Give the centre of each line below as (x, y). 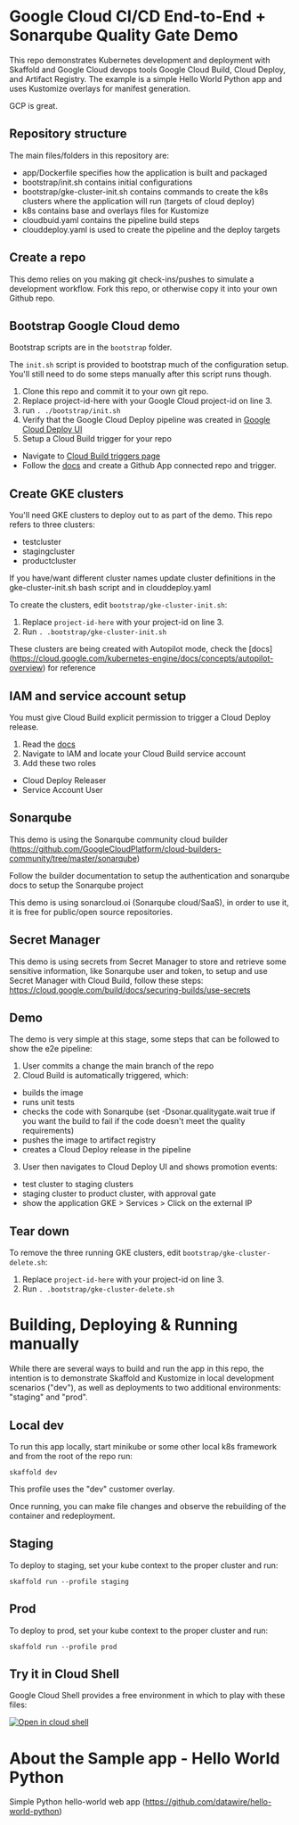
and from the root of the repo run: (71, 1456)
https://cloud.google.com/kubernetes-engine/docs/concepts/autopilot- (143, 658)
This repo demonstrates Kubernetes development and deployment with (140, 60)
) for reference (69, 668)
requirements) (48, 1131)
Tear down (39, 1231)
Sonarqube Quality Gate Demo (124, 35)
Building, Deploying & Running (124, 1325)
